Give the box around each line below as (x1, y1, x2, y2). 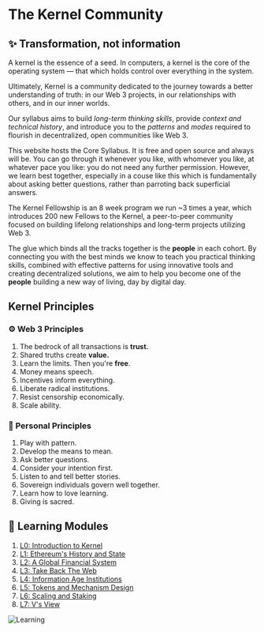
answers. (8, 188, 38, 197)
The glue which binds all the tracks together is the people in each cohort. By (8, 243, 257, 253)
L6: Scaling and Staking (19, 591, 97, 600)
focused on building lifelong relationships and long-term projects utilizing (8, 220, 246, 229)
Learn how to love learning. (19, 488, 109, 498)
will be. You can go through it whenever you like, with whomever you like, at (8, 154, 255, 164)
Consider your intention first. (19, 463, 113, 472)
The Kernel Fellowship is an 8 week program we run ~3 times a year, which (8, 203, 252, 213)
